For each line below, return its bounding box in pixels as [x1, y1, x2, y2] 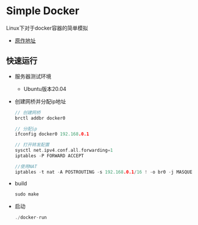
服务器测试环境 [14, 73, 51, 80]
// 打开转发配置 [14, 142, 50, 148]
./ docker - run [14, 214, 47, 220]
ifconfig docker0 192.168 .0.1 [14, 131, 90, 137]
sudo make [14, 191, 40, 197]
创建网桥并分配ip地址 [14, 97, 66, 105]
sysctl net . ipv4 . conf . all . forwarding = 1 [14, 148, 113, 154]
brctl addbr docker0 [14, 115, 66, 121]
